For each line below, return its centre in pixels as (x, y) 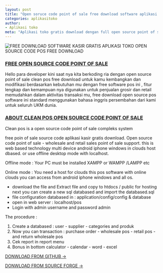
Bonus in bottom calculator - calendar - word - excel (65, 247)
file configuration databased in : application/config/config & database (81, 197)
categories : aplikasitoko (31, 18)
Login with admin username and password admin (61, 207)
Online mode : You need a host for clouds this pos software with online (76, 172)
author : (13, 23)
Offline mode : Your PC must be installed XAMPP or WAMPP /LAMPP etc (77, 163)
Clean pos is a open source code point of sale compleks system (69, 128)
